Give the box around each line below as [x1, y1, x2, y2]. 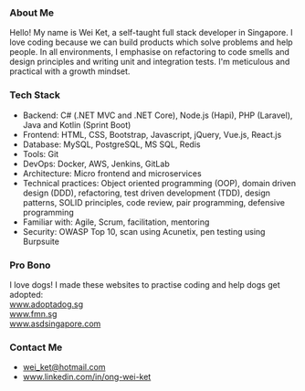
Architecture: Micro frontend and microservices [22, 167, 203, 179]
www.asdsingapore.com [9, 318, 101, 329]
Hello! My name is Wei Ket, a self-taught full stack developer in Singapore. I [9, 27, 293, 38]
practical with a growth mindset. [9, 66, 131, 77]
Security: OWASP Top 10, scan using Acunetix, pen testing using [22, 226, 266, 237]
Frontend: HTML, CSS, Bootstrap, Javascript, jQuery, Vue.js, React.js [22, 129, 282, 140]
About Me [9, 6, 55, 19]
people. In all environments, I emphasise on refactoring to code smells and [9, 47, 290, 58]
